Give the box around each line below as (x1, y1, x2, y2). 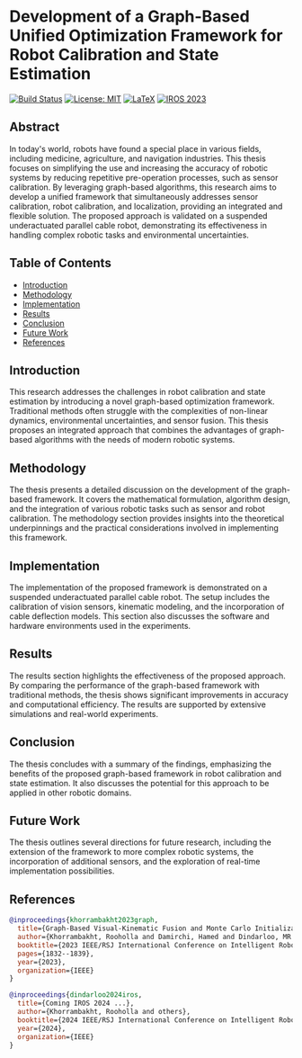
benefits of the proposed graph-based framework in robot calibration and (9, 767, 282, 779)
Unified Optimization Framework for (9, 25, 283, 46)
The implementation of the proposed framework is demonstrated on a (9, 582, 268, 593)
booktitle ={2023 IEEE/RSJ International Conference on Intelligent (17, 940, 276, 950)
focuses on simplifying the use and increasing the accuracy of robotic (9, 162, 268, 173)
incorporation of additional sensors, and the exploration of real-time (9, 856, 261, 867)
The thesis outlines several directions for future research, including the (9, 837, 271, 847)
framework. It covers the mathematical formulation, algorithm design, (34, 494, 290, 505)
